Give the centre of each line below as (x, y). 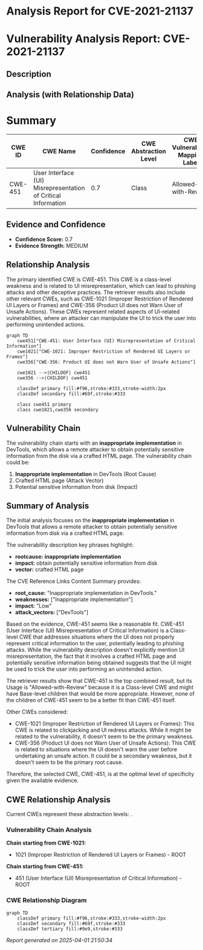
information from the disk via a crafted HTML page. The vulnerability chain (99, 456)
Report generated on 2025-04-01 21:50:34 (60, 940)
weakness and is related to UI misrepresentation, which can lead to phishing (101, 285)
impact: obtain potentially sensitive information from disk (86, 563)
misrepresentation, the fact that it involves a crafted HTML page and (91, 656)
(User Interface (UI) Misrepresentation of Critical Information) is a (88, 631)
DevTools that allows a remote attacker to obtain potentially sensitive (92, 527)
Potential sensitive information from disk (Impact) (76, 487)
